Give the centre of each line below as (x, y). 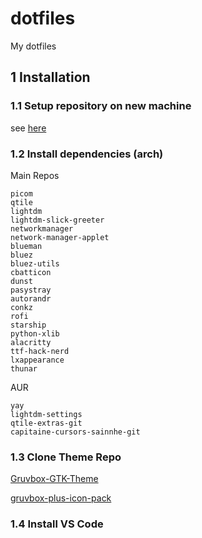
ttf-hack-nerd (40, 351)
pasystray (31, 290)
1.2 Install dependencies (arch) (87, 154)
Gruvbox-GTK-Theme (54, 479)
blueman (26, 246)
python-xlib (35, 333)
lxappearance (37, 360)
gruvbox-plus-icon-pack (61, 498)
